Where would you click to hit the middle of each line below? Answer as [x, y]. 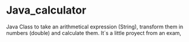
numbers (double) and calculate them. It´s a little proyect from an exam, [94, 33]
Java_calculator [46, 10]
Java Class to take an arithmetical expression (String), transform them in [95, 27]
